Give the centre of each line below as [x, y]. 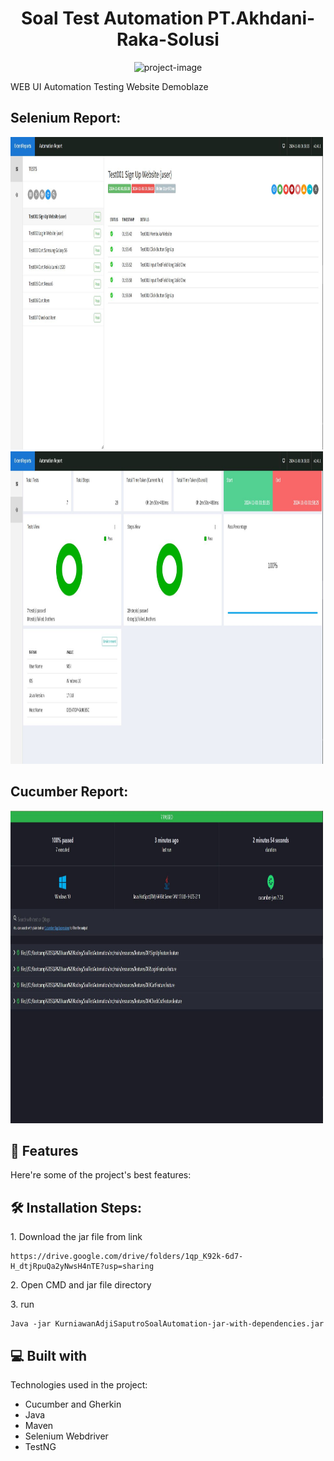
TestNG [40, 1446]
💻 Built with [49, 1355]
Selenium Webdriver [66, 1436]
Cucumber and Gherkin [73, 1404]
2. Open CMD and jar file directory [81, 1285]
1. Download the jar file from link [76, 1237]
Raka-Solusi [168, 39]
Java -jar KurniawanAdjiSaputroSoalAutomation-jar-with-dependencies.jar [167, 1324]
